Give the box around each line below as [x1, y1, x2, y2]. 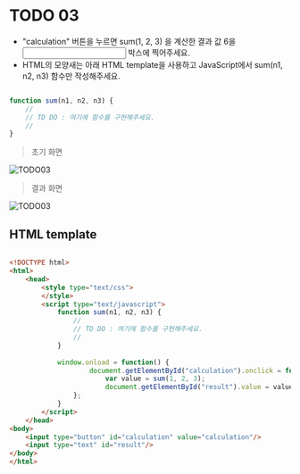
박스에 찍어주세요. [128, 46, 190, 58]
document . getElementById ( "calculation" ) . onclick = [88, 366, 281, 375]
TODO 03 [9, 5, 79, 26]
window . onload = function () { [56, 358, 170, 367]
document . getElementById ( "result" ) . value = [104, 383, 270, 392]
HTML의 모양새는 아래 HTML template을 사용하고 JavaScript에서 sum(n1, [21, 59, 283, 70]
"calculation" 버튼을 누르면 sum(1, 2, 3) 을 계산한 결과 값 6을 [21, 36, 237, 46]
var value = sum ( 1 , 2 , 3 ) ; [104, 374, 205, 384]
